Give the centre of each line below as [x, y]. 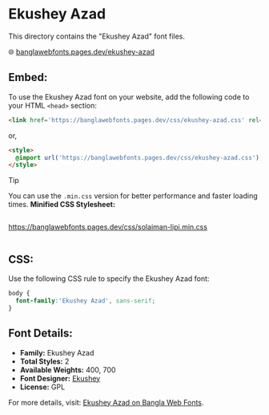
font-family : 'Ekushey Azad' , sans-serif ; [86, 301]
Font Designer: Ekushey [60, 378]
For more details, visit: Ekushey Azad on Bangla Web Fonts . [106, 402]
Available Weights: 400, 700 [68, 369]
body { [19, 294]
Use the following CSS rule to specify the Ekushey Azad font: [109, 279]
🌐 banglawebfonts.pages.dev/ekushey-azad [81, 51]
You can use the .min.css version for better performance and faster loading [133, 196]
